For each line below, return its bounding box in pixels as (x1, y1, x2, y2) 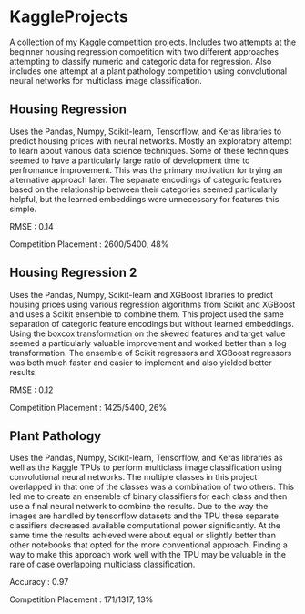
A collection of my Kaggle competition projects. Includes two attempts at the (9, 36, 297, 47)
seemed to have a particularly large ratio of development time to (9, 155, 250, 166)
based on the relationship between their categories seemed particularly (9, 184, 278, 195)
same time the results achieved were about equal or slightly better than (9, 530, 276, 541)
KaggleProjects (9, 6, 129, 27)
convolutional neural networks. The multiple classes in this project (9, 472, 258, 483)
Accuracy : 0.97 (9, 577, 69, 588)
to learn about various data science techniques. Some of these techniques (9, 145, 289, 156)
